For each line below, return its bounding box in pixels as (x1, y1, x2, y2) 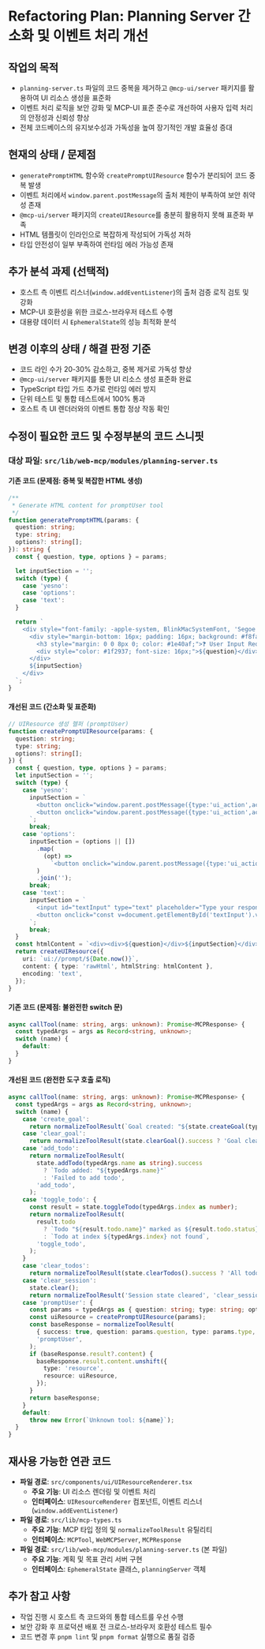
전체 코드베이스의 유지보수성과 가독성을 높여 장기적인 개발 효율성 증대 (19, 123, 233, 132)
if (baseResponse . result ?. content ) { (28, 1350, 154, 1358)
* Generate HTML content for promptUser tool (11, 501, 164, 509)
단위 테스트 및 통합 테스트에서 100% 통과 (19, 394, 146, 403)
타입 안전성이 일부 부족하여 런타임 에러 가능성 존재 (19, 239, 174, 249)
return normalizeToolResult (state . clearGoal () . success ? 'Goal (28, 1137, 242, 1145)
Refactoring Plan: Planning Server (8, 7, 235, 25)
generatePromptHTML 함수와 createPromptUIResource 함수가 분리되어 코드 (19, 171, 248, 180)
